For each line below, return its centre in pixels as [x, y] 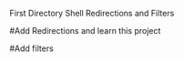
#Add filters [32, 48]
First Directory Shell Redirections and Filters [92, 13]
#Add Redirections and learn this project [85, 30]
